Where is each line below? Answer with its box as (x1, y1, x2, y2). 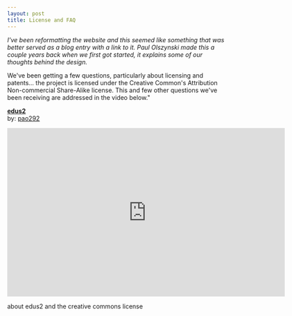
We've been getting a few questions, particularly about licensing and (7, 71, 203, 80)
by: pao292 (7, 114, 40, 122)
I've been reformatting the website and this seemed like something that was (7, 35, 225, 44)
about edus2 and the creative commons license (7, 302, 144, 310)
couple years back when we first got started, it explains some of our (7, 50, 203, 59)
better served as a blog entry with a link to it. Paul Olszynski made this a (7, 43, 215, 51)
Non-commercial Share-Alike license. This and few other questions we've (7, 86, 218, 94)
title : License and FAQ (7, 17, 76, 24)
